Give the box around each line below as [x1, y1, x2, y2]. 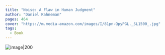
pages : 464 [5, 16, 28, 21]
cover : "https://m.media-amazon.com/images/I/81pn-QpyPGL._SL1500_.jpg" [5, 21, 161, 26]
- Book [10, 30, 24, 35]
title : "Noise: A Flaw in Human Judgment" [5, 7, 96, 12]
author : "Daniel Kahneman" [5, 12, 62, 17]
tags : [5, 26, 17, 31]
